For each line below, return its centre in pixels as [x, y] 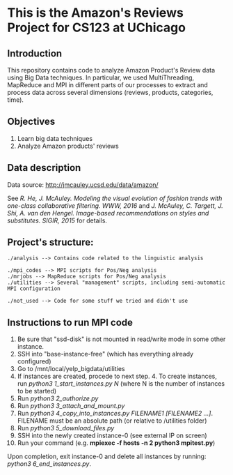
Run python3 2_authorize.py [58, 398]
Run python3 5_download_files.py [66, 428]
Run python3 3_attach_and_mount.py [71, 406]
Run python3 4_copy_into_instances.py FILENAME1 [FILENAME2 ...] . [115, 414]
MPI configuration [34, 289]
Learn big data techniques [55, 138]
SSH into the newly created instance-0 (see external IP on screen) [112, 436]
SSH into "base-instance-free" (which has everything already [105, 354]
